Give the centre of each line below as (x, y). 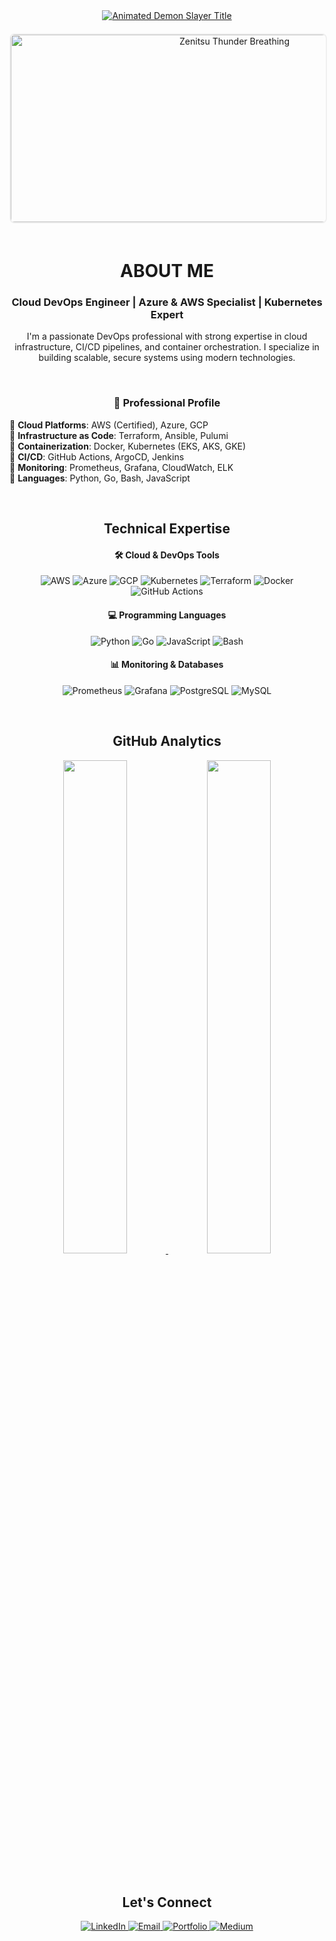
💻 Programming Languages (167, 615)
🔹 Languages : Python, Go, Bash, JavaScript (100, 478)
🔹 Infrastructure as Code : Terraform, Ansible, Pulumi (119, 435)
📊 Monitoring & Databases (167, 665)
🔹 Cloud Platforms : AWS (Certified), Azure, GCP (109, 425)
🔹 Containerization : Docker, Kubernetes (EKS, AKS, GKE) (128, 446)
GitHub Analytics (167, 741)
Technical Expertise (167, 529)
